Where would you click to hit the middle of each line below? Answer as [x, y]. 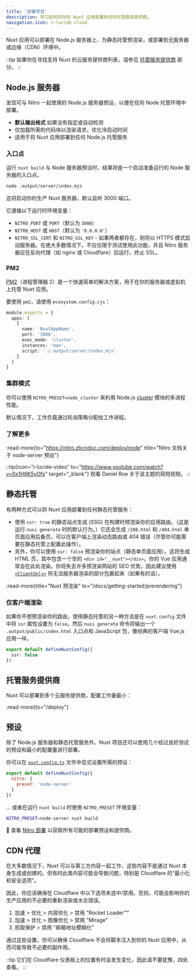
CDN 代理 [23, 851]
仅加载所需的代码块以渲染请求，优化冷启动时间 [71, 130]
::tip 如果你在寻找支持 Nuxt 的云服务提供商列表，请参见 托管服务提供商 [91, 60]
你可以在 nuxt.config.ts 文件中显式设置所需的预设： [70, 762]
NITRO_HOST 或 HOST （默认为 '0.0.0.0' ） [62, 230]
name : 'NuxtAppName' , [48, 329]
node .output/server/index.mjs [44, 186]
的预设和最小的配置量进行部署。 [44, 750]
